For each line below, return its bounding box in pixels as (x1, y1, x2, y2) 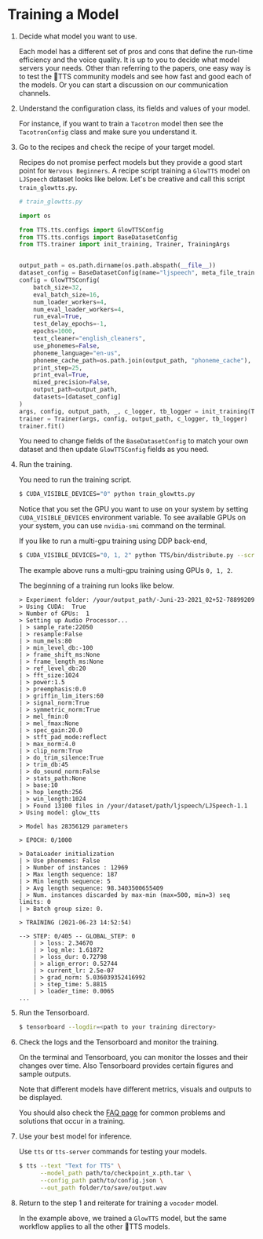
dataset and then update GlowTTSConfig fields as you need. (18, 445, 210, 454)
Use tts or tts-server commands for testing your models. (18, 1147, 207, 1157)
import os (18, 212, 52, 220)
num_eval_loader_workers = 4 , (33, 305, 125, 313)
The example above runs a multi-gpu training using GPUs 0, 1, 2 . (18, 566, 233, 575)
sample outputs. (18, 1070, 71, 1079)
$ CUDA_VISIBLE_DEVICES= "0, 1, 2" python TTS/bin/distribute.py (18, 552, 234, 559)
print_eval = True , (33, 371, 90, 379)
